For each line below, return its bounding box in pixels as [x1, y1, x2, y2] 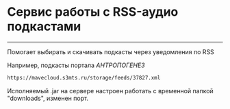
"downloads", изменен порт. [7, 94, 89, 102]
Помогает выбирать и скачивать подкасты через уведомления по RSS [7, 47, 214, 56]
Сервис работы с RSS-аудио [7, 4, 179, 20]
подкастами [7, 19, 81, 34]
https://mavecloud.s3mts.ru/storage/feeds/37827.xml [7, 74, 161, 81]
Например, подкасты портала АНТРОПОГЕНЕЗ [7, 61, 145, 69]
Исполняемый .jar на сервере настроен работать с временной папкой [7, 86, 214, 95]
